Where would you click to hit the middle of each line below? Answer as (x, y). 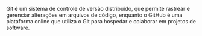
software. (18, 28)
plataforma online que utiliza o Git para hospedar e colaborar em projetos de (101, 21)
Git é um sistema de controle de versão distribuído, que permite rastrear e (98, 9)
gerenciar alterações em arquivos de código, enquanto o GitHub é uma (94, 15)
